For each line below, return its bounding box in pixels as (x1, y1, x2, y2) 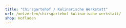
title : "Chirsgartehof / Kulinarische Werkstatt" (5, 7, 108, 12)
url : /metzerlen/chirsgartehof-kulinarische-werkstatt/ (5, 11, 121, 16)
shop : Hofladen (5, 16, 36, 20)
